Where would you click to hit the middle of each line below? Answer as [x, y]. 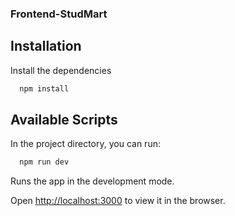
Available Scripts [64, 120]
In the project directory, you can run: [85, 144]
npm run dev [44, 162]
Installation [46, 46]
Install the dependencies [61, 70]
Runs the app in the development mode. [92, 181]
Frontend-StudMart [59, 14]
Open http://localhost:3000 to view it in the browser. [118, 201]
